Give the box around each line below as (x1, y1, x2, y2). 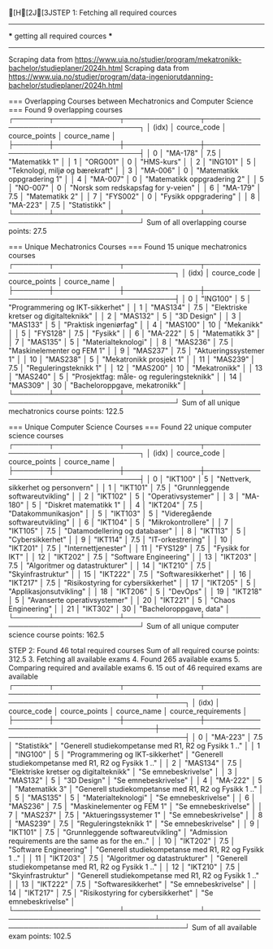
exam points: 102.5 (8, 931, 71, 941)
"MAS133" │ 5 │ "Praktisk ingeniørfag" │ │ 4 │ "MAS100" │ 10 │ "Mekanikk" (8, 320, 263, 329)
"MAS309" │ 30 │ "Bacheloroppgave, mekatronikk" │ (8, 380, 188, 390)
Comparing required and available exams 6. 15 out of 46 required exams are (8, 663, 262, 672)
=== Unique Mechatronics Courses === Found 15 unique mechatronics (8, 242, 248, 252)
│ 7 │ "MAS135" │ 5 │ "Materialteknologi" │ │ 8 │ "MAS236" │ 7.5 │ (8, 337, 236, 346)
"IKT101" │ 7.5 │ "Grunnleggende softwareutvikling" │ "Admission (8, 828, 227, 837)
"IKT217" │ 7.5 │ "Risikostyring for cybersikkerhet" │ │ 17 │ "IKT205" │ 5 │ (8, 578, 258, 587)
